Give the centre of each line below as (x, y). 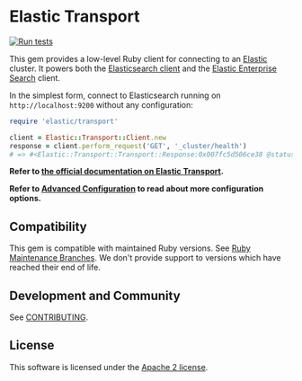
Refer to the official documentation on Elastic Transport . (117, 172)
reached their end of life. (55, 268)
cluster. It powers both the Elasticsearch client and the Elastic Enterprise (143, 68)
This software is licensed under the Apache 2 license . (109, 367)
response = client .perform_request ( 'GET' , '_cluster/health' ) (128, 146)
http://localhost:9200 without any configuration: (101, 104)
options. (26, 199)
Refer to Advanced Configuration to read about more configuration (137, 189)
